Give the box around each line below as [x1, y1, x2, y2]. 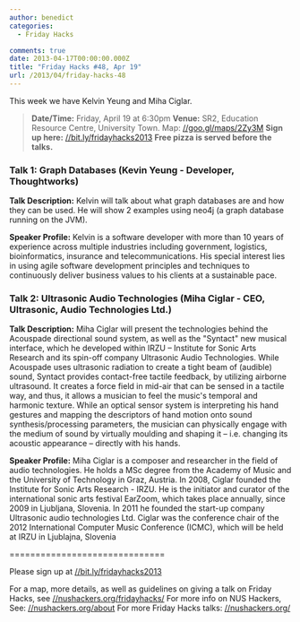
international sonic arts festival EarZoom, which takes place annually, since [9, 494, 286, 505]
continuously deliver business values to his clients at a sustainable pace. [9, 270, 278, 281]
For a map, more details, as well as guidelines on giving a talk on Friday [9, 583, 272, 594]
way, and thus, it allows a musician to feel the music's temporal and [9, 391, 258, 402]
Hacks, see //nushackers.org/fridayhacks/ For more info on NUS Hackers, [9, 593, 282, 604]
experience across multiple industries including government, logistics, [9, 241, 268, 252]
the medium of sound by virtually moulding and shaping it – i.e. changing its [9, 428, 288, 439]
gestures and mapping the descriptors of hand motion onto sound [9, 410, 253, 420]
